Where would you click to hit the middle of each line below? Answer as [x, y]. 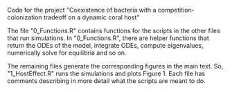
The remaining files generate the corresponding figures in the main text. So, [115, 66]
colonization [25, 17]
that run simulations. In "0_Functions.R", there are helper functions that [108, 38]
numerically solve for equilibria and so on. [67, 53]
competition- [176, 10]
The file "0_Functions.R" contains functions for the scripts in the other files [114, 31]
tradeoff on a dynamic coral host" [92, 17]
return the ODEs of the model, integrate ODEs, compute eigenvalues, [105, 45]
